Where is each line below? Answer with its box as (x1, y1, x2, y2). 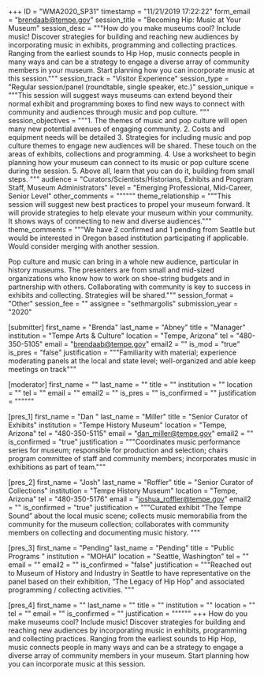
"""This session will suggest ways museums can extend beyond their (8, 91, 232, 100)
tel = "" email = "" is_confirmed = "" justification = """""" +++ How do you (8, 609, 248, 618)
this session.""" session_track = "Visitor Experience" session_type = (8, 74, 229, 83)
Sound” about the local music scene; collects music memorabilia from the (8, 511, 247, 520)
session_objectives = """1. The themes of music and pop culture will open (8, 116, 247, 125)
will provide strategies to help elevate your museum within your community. (8, 208, 254, 217)
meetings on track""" (8, 365, 77, 374)
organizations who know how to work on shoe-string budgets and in (8, 274, 230, 283)
